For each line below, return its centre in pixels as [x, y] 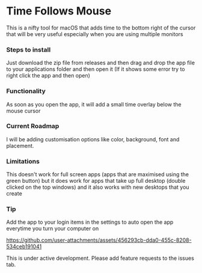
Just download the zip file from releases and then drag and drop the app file [101, 63]
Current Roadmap [33, 126]
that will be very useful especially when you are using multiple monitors [95, 34]
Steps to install [29, 49]
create [14, 194]
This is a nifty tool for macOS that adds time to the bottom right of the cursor [101, 28]
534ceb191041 [24, 247]
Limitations [23, 161]
